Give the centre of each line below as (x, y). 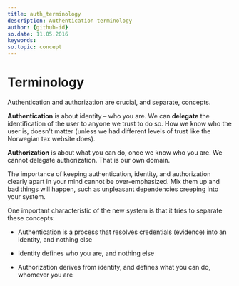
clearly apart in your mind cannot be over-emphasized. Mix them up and (113, 181)
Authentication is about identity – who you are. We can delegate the (109, 116)
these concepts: (31, 218)
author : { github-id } (38, 27)
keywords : (22, 41)
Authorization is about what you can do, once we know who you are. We (115, 152)
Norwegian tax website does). (51, 138)
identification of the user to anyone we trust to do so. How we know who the (119, 123)
